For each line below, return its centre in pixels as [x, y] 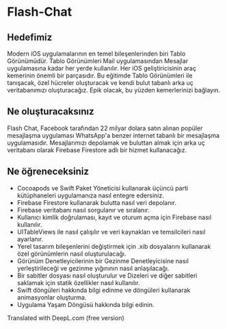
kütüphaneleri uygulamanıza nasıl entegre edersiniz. [90, 195]
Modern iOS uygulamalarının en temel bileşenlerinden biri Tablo [96, 53]
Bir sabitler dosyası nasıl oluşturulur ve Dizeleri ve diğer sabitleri [107, 276]
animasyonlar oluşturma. [52, 297]
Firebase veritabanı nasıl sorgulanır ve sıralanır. [83, 210]
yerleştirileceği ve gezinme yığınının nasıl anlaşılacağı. [93, 268]
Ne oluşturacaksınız [51, 111]
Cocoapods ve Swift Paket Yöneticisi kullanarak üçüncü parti [103, 188]
